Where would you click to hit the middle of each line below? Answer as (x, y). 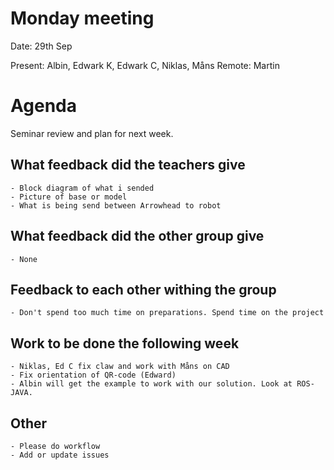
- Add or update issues (60, 455)
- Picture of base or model (69, 197)
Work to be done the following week (125, 343)
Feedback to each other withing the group (143, 289)
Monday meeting (82, 18)
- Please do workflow (55, 446)
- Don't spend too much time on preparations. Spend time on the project (167, 313)
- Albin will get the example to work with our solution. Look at (151, 384)
